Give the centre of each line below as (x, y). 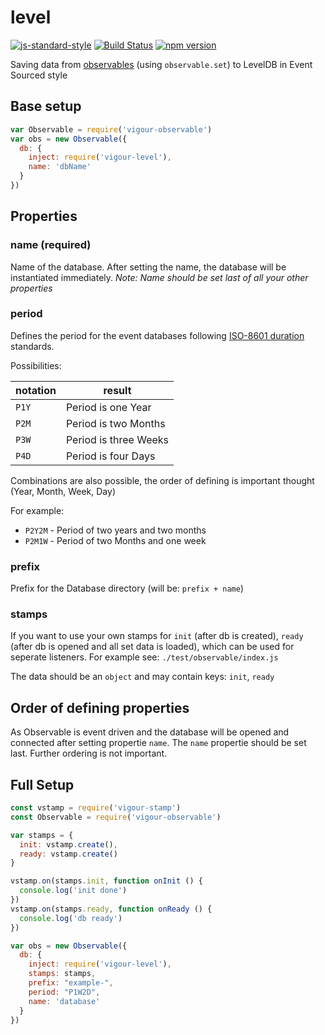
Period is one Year (108, 407)
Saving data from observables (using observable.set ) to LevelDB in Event (161, 64)
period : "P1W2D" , (64, 992)
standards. (32, 346)
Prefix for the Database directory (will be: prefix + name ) (127, 588)
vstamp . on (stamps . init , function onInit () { (106, 881)
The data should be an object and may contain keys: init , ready (142, 677)
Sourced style (39, 75)
